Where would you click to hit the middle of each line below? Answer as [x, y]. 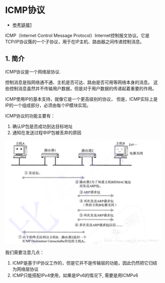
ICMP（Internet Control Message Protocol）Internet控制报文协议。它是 [77, 35]
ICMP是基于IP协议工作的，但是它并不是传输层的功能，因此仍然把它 [81, 263]
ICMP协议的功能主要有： [30, 116]
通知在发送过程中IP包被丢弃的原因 [47, 133]
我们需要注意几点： [25, 252]
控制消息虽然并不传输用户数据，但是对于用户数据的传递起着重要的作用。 [83, 88]
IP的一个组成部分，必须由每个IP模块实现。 [48, 105]
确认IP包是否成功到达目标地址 [42, 126]
